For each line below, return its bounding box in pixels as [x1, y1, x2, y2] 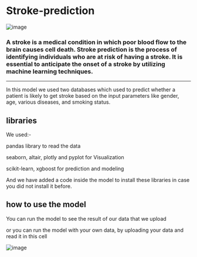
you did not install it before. [6, 183, 72, 190]
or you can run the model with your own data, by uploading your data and [6, 227, 184, 234]
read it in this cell [6, 232, 47, 239]
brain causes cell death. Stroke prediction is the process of [6, 45, 178, 53]
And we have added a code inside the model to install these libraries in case [6, 177, 190, 184]
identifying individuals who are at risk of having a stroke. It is [6, 53, 183, 61]
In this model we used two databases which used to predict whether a [6, 86, 176, 93]
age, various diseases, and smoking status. [6, 98, 111, 106]
